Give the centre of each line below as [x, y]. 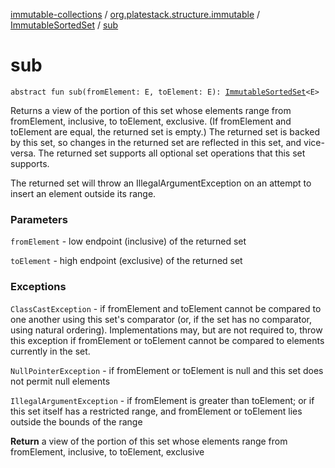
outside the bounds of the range [76, 421]
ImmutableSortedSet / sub [64, 25]
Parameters [39, 219]
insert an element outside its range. [83, 193]
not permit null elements [60, 381]
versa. [23, 153]
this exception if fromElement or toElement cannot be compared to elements [167, 340]
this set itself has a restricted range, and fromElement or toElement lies [156, 411]
